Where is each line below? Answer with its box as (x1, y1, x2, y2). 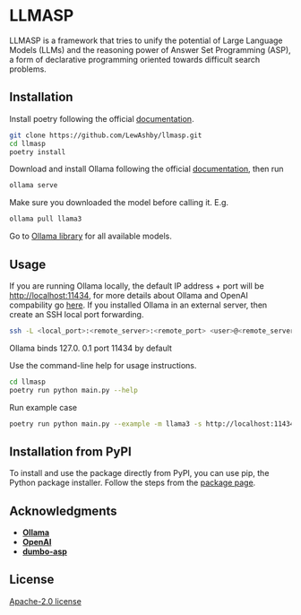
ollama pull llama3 (9, 214, 82, 224)
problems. (9, 64, 47, 74)
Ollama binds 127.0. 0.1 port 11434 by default (9, 342, 173, 353)
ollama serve (9, 181, 58, 190)
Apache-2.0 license (9, 595, 82, 606)
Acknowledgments (9, 503, 118, 518)
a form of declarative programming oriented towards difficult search (9, 54, 261, 65)
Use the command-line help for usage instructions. (9, 359, 197, 370)
